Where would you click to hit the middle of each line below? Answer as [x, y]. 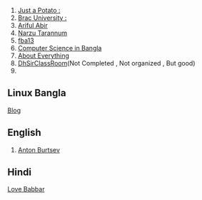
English [24, 133]
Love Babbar [26, 189]
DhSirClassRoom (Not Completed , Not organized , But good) [106, 63]
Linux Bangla [37, 93]
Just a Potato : [39, 10]
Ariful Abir [32, 25]
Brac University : [42, 18]
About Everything [44, 56]
